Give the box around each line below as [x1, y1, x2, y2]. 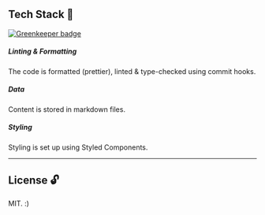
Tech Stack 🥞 [8, 8, 74, 21]
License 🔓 [8, 174, 59, 187]
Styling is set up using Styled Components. [8, 143, 148, 152]
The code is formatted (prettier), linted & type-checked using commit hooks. [8, 66, 256, 76]
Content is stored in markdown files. [8, 104, 126, 114]
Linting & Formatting [8, 46, 77, 56]
